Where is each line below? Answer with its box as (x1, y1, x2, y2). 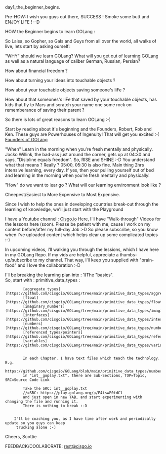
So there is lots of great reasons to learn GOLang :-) (5, 117, 111, 123)
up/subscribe (5, 257, 33, 263)
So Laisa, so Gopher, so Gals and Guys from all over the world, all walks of (5, 38, 157, 44)
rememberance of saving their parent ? (5, 107, 85, 113)
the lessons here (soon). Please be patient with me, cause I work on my (5, 221, 151, 227)
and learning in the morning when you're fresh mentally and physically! (5, 172, 150, 178)
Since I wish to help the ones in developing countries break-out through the (5, 201, 159, 207)
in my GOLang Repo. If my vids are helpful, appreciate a (5, 252, 119, 257)
